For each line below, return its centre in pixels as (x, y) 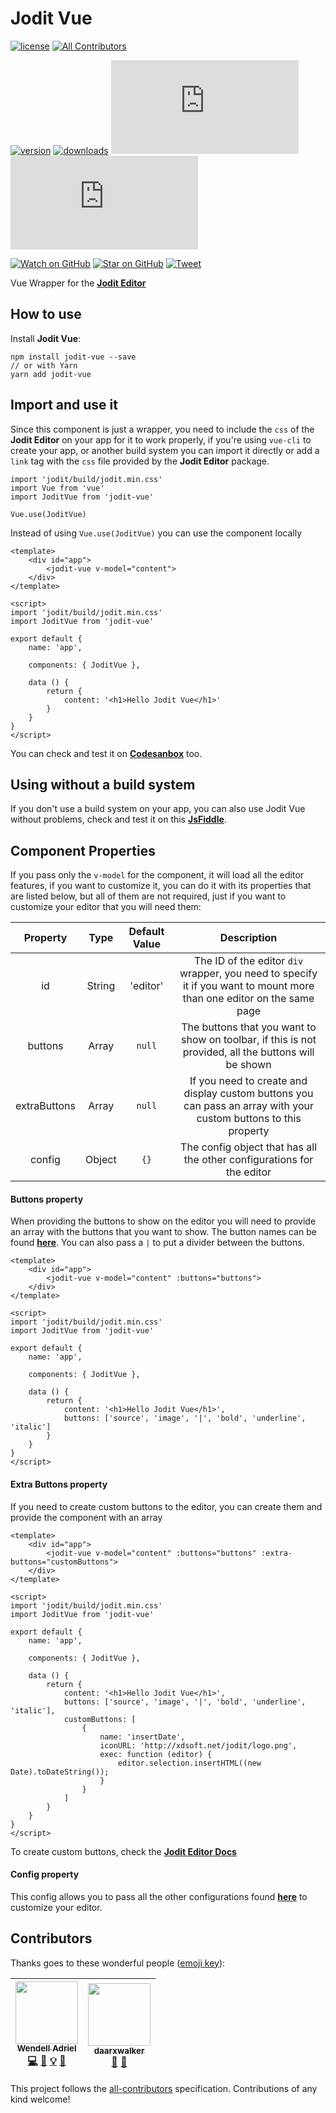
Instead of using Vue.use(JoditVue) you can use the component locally (156, 533)
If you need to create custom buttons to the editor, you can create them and (166, 1506)
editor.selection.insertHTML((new (189, 1763)
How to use (46, 314)
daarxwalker (119, 2051)
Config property (45, 1874)
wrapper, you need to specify (248, 974)
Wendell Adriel (46, 2048)
